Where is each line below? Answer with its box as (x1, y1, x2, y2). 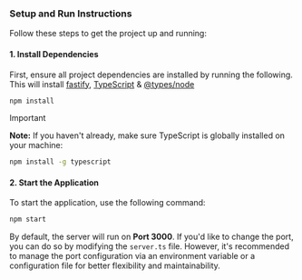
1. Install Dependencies (9, 48, 99, 59)
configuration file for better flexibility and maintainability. (9, 260, 220, 271)
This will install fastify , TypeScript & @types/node (9, 78, 195, 89)
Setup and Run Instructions (9, 7, 132, 20)
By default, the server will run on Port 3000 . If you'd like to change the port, (9, 231, 294, 243)
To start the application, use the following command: (9, 197, 206, 208)
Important (9, 113, 46, 124)
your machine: (9, 140, 63, 151)
